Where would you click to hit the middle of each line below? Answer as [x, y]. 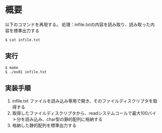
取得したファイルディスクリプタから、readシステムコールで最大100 [80, 113]
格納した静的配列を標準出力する [44, 125]
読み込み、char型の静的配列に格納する [64, 119]
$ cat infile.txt [23, 40]
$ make [12, 67]
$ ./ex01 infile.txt [26, 72]
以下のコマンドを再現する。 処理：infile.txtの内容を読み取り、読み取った [78, 24]
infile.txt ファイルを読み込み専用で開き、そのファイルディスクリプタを [82, 101]
